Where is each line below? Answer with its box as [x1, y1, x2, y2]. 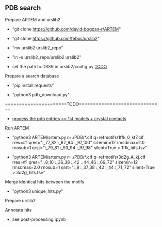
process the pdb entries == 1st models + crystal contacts [12, 116, 127, 121]
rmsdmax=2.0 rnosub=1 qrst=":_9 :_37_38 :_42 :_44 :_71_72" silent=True [12, 164, 155, 170]
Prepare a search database [5, 73, 59, 79]
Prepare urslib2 [5, 197, 36, 203]
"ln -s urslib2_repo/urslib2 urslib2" [12, 54, 81, 60]
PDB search [5, 4, 41, 12]
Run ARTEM [5, 125, 29, 131]
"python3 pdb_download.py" [12, 91, 70, 97]
